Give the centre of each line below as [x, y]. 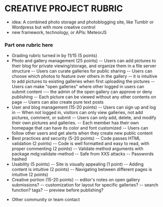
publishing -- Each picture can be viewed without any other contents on [84, 97]
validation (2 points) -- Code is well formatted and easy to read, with [80, 144]
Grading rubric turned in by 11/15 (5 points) [54, 56]
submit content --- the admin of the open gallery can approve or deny [82, 92]
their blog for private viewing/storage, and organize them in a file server [84, 66]
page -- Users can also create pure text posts [58, 102]
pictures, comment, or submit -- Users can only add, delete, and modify [84, 118]
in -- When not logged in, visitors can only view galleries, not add [77, 113]
